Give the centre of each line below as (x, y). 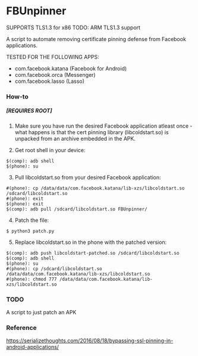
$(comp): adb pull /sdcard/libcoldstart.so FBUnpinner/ (77, 209)
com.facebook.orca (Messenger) (55, 75)
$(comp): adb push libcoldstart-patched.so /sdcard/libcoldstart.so (93, 253)
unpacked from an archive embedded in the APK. (75, 138)
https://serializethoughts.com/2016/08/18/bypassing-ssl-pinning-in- (90, 340)
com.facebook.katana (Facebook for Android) (71, 68)
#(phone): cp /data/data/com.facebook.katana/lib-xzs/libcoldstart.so (95, 188)
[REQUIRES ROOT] (29, 111)
